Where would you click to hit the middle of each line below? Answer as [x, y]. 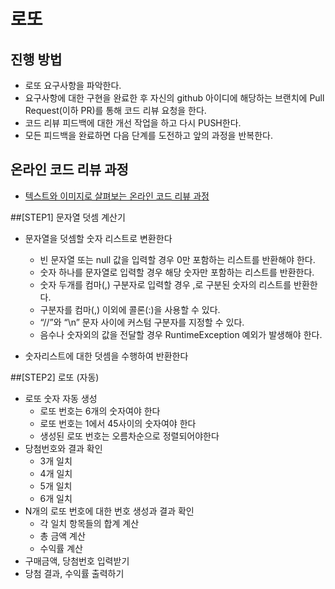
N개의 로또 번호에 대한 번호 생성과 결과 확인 [109, 511]
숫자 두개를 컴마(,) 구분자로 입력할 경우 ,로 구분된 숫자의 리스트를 [165, 284]
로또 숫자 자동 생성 [61, 398]
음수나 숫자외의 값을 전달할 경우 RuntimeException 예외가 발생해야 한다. [181, 334]
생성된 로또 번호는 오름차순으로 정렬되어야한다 [129, 436]
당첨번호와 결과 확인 [63, 448]
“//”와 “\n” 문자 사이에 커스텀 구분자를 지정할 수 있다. [142, 322]
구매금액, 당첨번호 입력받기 [77, 561]
